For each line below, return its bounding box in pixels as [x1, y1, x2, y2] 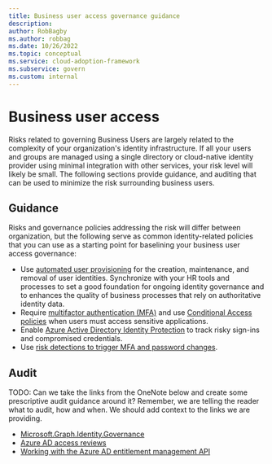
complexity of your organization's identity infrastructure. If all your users [8, 143, 252, 153]
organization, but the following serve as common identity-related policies [8, 231, 254, 241]
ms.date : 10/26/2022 [8, 42, 79, 50]
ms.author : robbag [8, 34, 71, 43]
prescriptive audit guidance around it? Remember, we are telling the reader [8, 396, 260, 406]
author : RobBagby [8, 27, 68, 35]
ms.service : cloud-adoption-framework [8, 58, 140, 66]
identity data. [20, 299, 65, 309]
